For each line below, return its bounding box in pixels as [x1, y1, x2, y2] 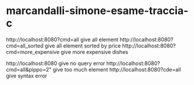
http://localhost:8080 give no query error [6, 60, 105, 67]
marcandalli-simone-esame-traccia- [6, 4, 189, 18]
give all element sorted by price [45, 42, 121, 49]
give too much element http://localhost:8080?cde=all [52, 66, 181, 73]
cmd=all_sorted [6, 42, 44, 49]
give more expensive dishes [60, 48, 128, 55]
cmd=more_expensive [6, 48, 60, 55]
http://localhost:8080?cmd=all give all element [6, 36, 119, 43]
